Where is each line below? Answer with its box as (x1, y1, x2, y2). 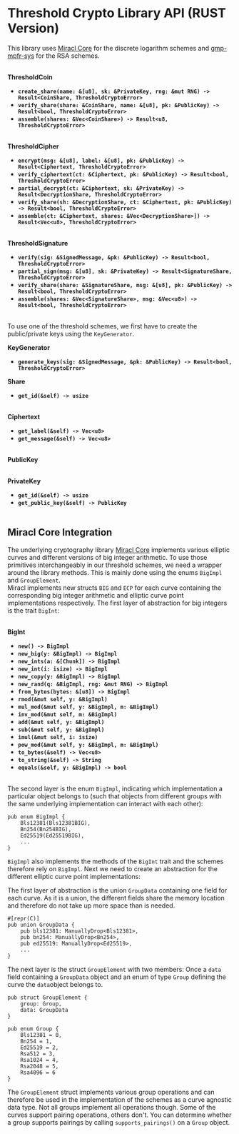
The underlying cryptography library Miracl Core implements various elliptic (7, 545, 230, 554)
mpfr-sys (7, 51, 34, 60)
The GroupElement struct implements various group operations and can (7, 1088, 215, 1096)
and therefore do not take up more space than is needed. (7, 901, 176, 910)
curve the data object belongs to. (7, 980, 103, 988)
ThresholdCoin (7, 73, 53, 81)
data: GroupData (20, 1006, 69, 1013)
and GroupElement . (7, 576, 61, 584)
